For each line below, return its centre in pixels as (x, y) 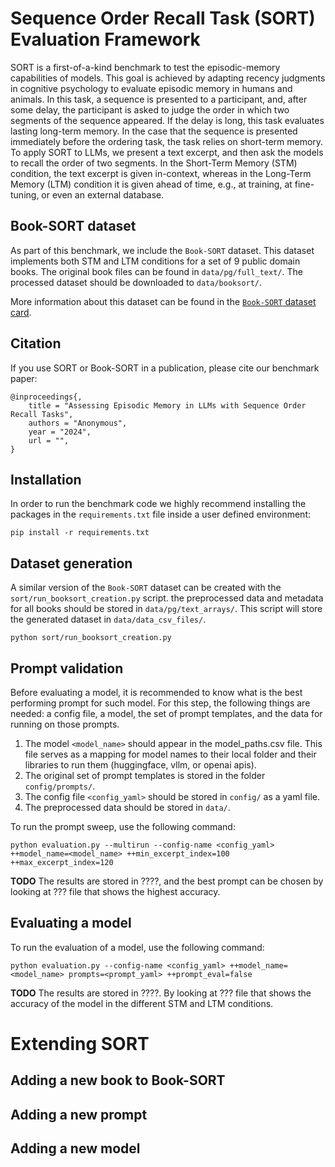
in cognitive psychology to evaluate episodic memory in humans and (151, 88)
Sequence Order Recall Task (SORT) (163, 18)
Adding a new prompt (79, 1114)
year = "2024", (60, 432)
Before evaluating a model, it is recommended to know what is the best (156, 692)
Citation (36, 343)
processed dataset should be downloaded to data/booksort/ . (136, 282)
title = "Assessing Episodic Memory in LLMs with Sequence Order (167, 405)
